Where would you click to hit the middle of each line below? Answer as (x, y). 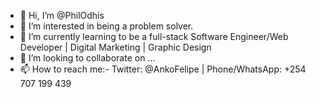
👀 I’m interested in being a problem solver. (106, 26)
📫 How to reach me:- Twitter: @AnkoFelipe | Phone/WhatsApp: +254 (163, 69)
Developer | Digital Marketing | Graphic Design (115, 47)
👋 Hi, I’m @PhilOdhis (62, 15)
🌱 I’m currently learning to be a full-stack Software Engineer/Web (154, 36)
